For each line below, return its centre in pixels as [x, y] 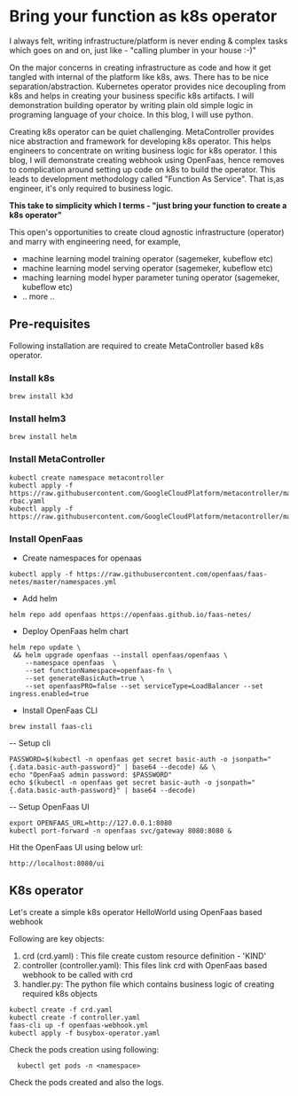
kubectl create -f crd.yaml [61, 1010]
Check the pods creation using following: [84, 1049]
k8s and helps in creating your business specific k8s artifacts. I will [132, 96]
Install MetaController [57, 459]
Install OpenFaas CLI [60, 710]
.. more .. [38, 296]
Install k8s [32, 378]
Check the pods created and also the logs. [86, 1082]
